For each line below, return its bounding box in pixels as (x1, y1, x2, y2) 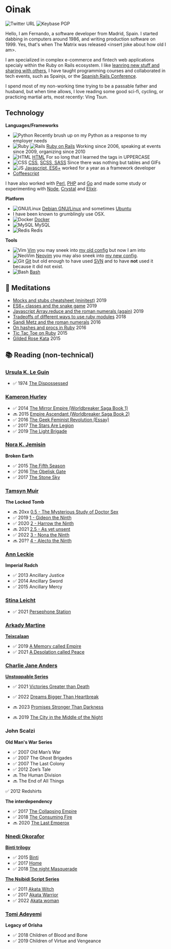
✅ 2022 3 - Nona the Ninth (12, 532, 70, 538)
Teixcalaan (5, 633, 29, 639)
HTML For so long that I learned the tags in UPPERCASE (32, 154, 150, 160)
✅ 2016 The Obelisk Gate (12, 468, 66, 475)
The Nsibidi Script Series (5, 876, 60, 882)
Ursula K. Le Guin (5, 369, 50, 376)
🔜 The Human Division (12, 772, 61, 778)
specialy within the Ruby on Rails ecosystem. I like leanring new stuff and (5, 62, 160, 68)
